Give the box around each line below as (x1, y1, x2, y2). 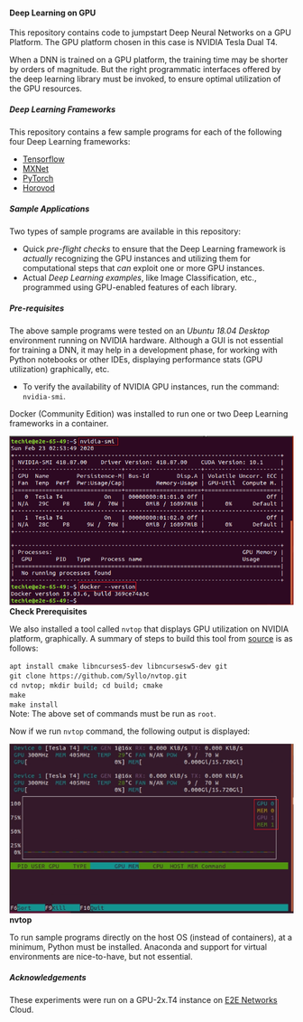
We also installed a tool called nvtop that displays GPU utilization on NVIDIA (9, 624, 289, 634)
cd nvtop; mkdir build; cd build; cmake (9, 681, 164, 690)
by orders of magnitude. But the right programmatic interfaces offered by (9, 64, 281, 75)
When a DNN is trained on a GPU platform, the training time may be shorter (9, 54, 289, 65)
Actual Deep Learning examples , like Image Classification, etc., (22, 272, 257, 284)
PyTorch (22, 173, 54, 184)
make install (9, 700, 59, 709)
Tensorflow (22, 154, 65, 164)
